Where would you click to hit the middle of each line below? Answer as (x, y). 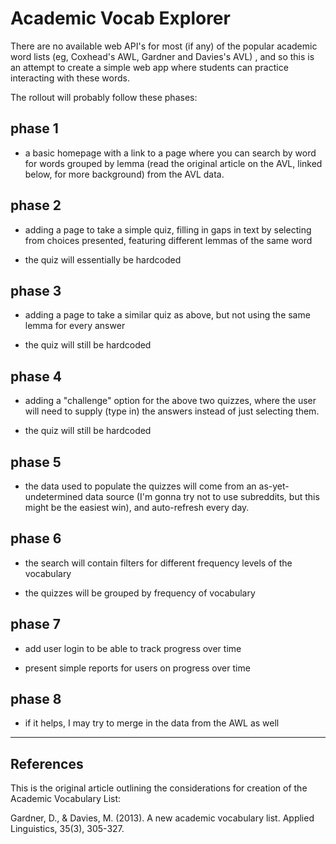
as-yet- (274, 486)
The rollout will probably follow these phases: (104, 97)
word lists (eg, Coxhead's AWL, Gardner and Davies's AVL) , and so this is (162, 56)
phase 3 (36, 290)
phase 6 (36, 538)
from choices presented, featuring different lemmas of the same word (168, 240)
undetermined (53, 496)
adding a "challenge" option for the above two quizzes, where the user (170, 401)
